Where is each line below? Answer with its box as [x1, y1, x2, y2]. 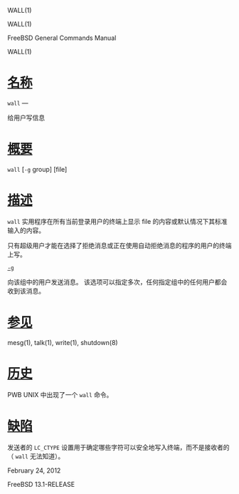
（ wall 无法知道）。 [7, 452, 65, 460]
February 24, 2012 [7, 466, 61, 475]
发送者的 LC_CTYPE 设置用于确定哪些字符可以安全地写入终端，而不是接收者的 [7, 443, 230, 451]
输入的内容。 [7, 226, 45, 235]
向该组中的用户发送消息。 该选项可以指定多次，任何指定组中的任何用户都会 [7, 277, 228, 286]
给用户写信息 [7, 113, 45, 122]
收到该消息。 [7, 287, 45, 295]
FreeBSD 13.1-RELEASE [7, 480, 75, 488]
